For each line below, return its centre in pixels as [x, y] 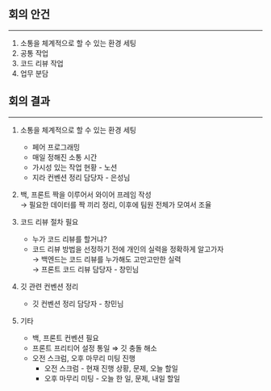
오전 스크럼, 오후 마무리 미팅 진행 [83, 358]
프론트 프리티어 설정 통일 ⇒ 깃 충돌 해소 [94, 348]
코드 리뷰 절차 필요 [49, 221]
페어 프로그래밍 [56, 147]
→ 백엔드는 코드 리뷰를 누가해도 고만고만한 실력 [106, 259]
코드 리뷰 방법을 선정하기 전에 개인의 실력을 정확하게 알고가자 [128, 249]
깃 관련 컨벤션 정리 [49, 286]
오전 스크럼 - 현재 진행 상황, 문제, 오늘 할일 [111, 368]
